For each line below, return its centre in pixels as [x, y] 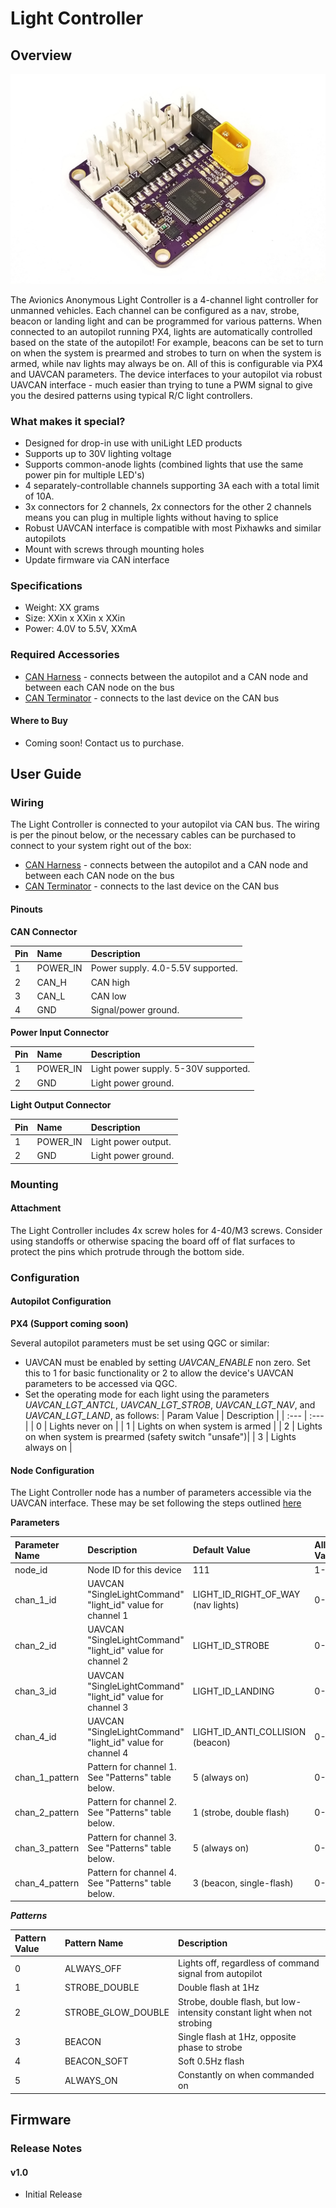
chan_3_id [35, 1691]
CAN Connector [44, 931]
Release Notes [46, 2149]
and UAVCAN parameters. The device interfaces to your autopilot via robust [166, 374]
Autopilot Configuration [61, 1301]
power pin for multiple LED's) [84, 474]
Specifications [46, 585]
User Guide [46, 774]
